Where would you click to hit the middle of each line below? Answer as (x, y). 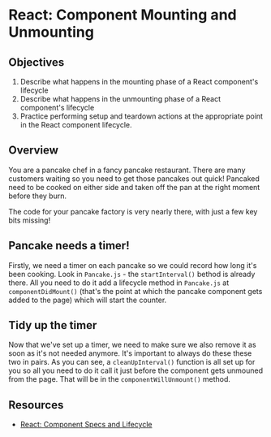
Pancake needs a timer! (69, 246)
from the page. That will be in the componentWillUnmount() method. (120, 379)
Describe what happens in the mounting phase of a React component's (139, 82)
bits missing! (30, 220)
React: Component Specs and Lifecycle (86, 425)
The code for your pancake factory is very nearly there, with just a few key (133, 211)
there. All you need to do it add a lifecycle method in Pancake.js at (119, 283)
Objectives (37, 62)
